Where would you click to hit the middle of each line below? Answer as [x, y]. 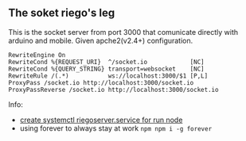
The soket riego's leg [62, 13]
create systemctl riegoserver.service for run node [101, 120]
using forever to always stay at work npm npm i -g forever [116, 128]
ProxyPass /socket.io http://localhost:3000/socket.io [101, 82]
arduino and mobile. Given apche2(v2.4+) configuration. [101, 40]
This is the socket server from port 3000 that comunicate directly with [123, 32]
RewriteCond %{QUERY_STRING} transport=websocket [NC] [106, 69]
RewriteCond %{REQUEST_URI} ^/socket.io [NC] [106, 62]
